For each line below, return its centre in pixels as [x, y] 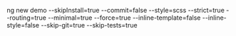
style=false [23, 25]
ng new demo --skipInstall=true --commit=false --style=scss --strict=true [116, 10]
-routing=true [27, 18]
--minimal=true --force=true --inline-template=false [124, 18]
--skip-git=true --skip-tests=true [89, 25]
